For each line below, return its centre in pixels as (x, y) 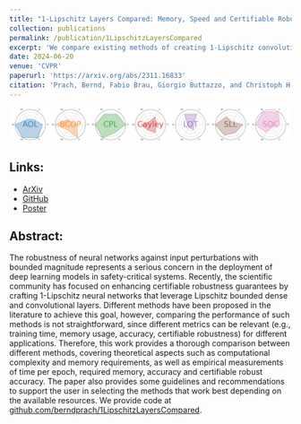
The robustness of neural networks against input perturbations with (134, 258)
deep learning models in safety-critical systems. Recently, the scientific (141, 277)
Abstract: (36, 236)
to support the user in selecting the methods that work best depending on (146, 391)
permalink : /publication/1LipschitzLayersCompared (106, 38)
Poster (34, 208)
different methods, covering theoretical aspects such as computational (140, 353)
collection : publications (57, 28)
